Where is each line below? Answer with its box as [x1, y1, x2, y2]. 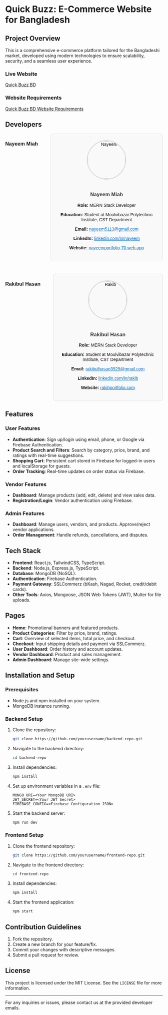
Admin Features [5, 510, 45, 517]
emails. [5, 1004, 20, 1010]
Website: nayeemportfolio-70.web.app [69, 245, 144, 251]
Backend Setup [5, 715, 43, 722]
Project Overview [5, 34, 60, 43]
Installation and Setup [5, 671, 75, 680]
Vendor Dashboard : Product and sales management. [12, 651, 122, 657]
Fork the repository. [12, 936, 53, 942]
